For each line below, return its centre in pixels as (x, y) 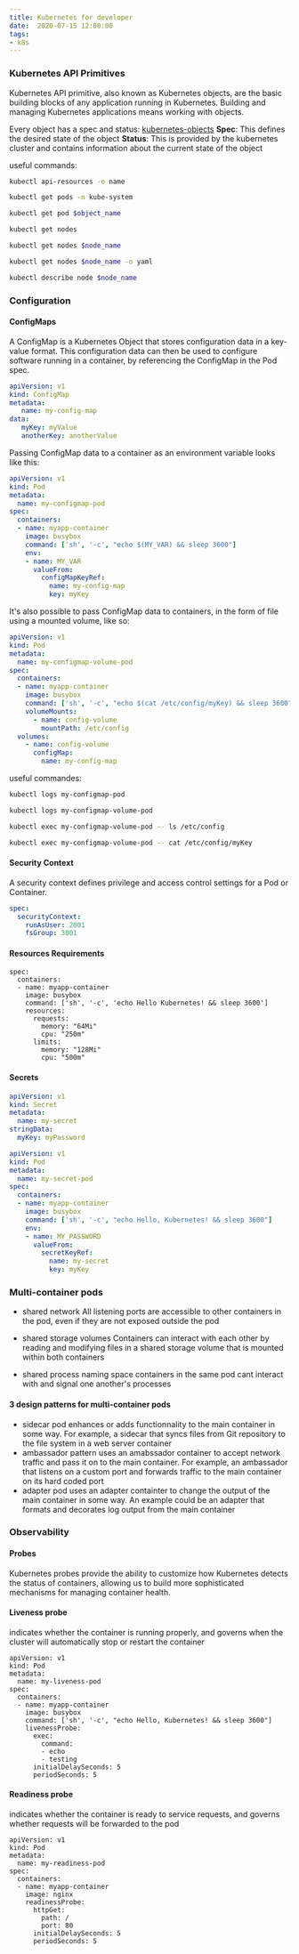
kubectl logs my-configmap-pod (67, 795)
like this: (24, 462)
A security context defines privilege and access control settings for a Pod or (149, 883)
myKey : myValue (49, 428)
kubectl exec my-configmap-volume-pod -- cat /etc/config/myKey (131, 843)
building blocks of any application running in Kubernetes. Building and (137, 102)
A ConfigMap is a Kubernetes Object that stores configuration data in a (139, 341)
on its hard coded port (63, 1481)
